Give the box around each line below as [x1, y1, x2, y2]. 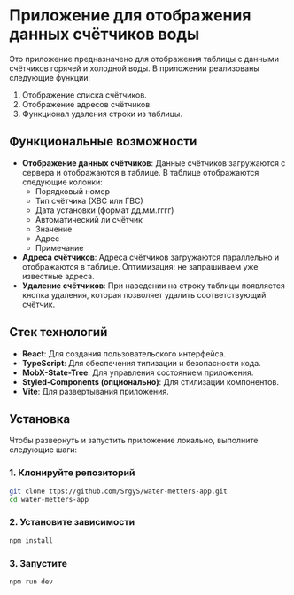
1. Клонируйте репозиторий [9, 466, 135, 479]
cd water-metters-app [9, 495, 89, 504]
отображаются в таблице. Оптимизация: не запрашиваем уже [21, 261, 259, 271]
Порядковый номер [35, 185, 111, 196]
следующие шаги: [9, 444, 78, 455]
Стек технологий [9, 325, 108, 340]
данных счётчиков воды [9, 24, 200, 44]
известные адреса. [21, 270, 95, 281]
